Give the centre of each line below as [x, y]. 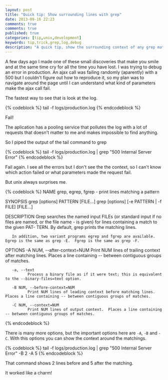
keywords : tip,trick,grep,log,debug [43, 43]
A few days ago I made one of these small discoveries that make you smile [82, 61]
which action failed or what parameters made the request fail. [68, 172]
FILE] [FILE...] [19, 207]
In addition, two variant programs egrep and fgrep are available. [83, 236]
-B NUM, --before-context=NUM [43, 287]
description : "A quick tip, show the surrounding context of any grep [80, 47]
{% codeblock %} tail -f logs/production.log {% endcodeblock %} [73, 107]
